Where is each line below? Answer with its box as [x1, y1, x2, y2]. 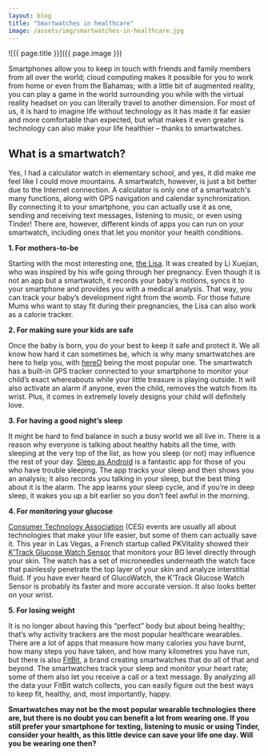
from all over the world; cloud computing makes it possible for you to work [8, 73, 254, 82]
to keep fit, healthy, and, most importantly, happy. [8, 690, 172, 699]
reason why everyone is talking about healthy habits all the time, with [8, 440, 236, 449]
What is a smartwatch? [8, 147, 126, 160]
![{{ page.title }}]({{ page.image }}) [8, 49, 122, 58]
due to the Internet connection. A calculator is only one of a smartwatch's [8, 185, 251, 195]
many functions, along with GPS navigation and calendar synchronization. [8, 194, 252, 203]
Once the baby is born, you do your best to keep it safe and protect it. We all [8, 341, 260, 351]
